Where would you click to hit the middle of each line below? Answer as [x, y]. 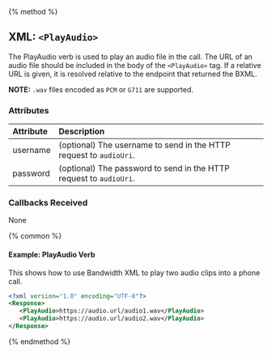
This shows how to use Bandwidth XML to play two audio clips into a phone [134, 272]
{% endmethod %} [40, 341]
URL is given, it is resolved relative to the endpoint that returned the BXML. [133, 74]
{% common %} [35, 236]
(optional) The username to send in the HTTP [144, 145]
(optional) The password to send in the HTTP [144, 168]
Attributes [29, 110]
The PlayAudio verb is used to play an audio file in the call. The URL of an [130, 57]
